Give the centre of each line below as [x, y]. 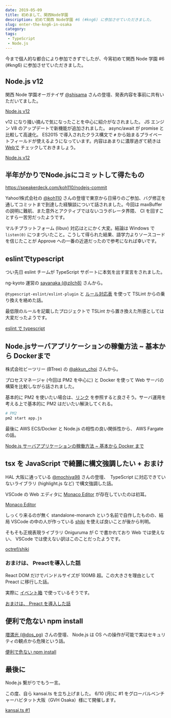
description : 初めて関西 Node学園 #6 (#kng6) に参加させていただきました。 [80, 19]
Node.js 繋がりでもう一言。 [34, 683]
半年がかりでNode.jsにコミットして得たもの [75, 175]
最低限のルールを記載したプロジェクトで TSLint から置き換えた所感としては [85, 311]
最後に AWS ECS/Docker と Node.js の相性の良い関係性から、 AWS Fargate [84, 428]
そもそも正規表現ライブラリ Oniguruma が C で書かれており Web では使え [83, 532]
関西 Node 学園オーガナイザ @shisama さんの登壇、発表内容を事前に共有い [85, 94]
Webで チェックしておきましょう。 [42, 147]
